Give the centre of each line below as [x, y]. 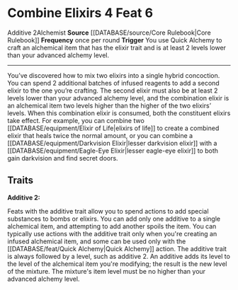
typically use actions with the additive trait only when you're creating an [112, 233]
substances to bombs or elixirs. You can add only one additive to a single [114, 219]
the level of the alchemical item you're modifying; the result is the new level [117, 264]
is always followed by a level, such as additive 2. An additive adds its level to [119, 256]
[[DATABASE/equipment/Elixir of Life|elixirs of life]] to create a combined [113, 128]
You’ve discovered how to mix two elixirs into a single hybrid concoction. [114, 75]
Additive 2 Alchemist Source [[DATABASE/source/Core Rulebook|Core [109, 33]
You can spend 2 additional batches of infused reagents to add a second [113, 83]
